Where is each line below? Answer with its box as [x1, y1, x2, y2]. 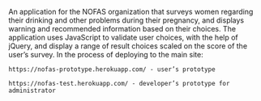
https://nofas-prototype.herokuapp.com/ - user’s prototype [8, 65, 216, 74]
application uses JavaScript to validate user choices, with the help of [8, 32, 239, 42]
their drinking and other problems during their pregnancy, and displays [8, 15, 245, 25]
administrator [8, 86, 57, 95]
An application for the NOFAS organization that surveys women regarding [8, 7, 254, 16]
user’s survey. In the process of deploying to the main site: [8, 50, 204, 59]
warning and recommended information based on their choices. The [8, 24, 237, 33]
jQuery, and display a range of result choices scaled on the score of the [8, 41, 248, 51]
